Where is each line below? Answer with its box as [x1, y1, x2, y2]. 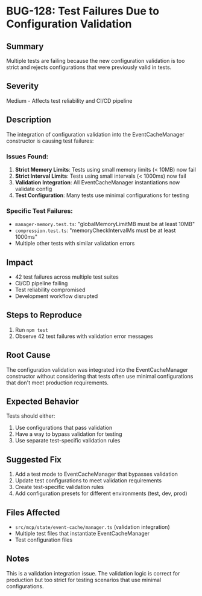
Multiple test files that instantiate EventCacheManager [14, 530, 150, 537]
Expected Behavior [6, 397, 80, 407]
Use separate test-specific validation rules [14, 437, 121, 444]
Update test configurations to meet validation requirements [14, 477, 162, 484]
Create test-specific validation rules [14, 484, 104, 491]
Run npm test [14, 326, 48, 333]
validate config [14, 185, 52, 192]
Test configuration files [14, 536, 73, 543]
